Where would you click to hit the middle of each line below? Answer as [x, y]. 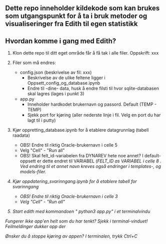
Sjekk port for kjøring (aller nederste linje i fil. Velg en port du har [94, 115]
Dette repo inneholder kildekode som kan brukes [82, 8]
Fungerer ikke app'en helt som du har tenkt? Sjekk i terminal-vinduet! [76, 221]
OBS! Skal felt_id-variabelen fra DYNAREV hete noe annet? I [81, 156]
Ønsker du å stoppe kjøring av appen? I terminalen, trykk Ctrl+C [71, 236]
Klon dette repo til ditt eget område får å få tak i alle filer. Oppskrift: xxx [85, 53]
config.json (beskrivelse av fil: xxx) [56, 73]
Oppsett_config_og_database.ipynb [64, 83]
